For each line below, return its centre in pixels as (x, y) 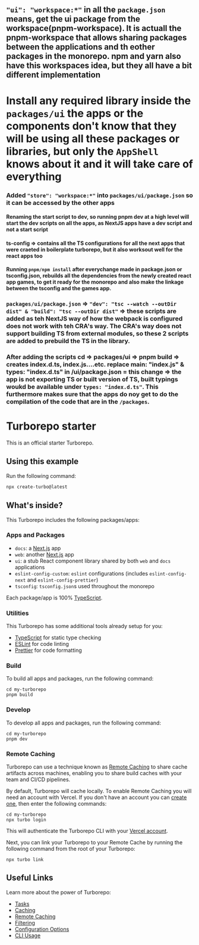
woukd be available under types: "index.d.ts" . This (82, 387)
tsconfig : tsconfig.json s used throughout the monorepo (84, 586)
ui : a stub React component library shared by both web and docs (93, 561)
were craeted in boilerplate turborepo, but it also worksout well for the (94, 249)
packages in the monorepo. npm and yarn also (94, 56)
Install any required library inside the (99, 100)
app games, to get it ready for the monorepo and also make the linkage (95, 282)
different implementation (53, 75)
